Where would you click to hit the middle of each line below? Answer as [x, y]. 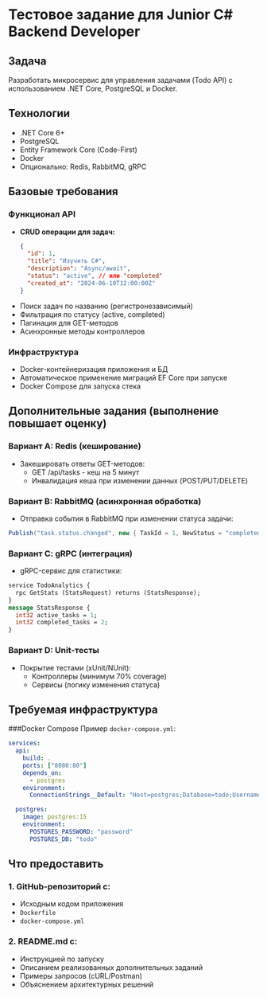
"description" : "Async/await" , [79, 268]
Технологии [39, 113]
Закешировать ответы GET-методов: [82, 463]
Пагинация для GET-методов [69, 323]
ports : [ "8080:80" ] [55, 765]
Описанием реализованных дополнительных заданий [111, 967]
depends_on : [42, 773]
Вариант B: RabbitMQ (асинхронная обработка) [105, 501]
